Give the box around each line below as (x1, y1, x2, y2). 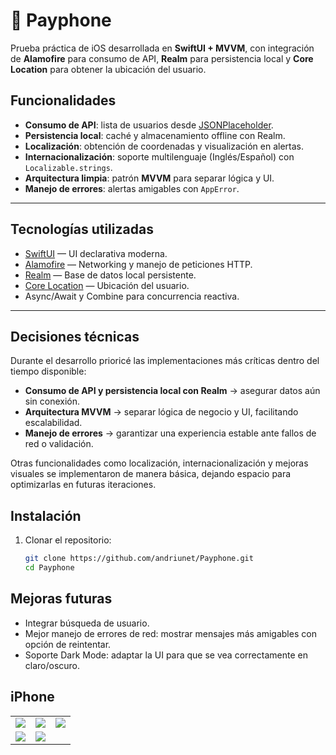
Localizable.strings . (24, 161, 113, 173)
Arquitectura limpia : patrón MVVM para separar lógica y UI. (24, 172, 275, 184)
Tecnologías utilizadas (10, 221, 154, 238)
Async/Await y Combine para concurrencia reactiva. (24, 290, 240, 302)
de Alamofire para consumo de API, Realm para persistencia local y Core (10, 52, 314, 64)
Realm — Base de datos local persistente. (24, 269, 197, 281)
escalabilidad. (24, 417, 83, 429)
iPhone (10, 689, 55, 706)
